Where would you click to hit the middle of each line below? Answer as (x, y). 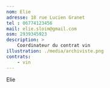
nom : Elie (19, 12)
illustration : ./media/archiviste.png (55, 51)
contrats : (19, 57)
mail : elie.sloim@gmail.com (42, 29)
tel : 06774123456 (29, 23)
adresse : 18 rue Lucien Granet (46, 17)
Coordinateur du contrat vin (54, 46)
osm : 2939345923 (27, 34)
